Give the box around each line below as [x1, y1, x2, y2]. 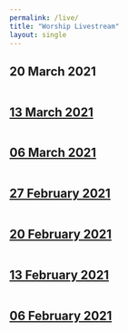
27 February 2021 [9, 186, 111, 201]
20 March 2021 [9, 63, 97, 79]
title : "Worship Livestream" [9, 22, 120, 31]
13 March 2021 [9, 104, 94, 120]
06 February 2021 [9, 308, 113, 323]
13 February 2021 [9, 267, 110, 282]
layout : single [9, 30, 67, 39]
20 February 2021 [9, 227, 112, 242]
